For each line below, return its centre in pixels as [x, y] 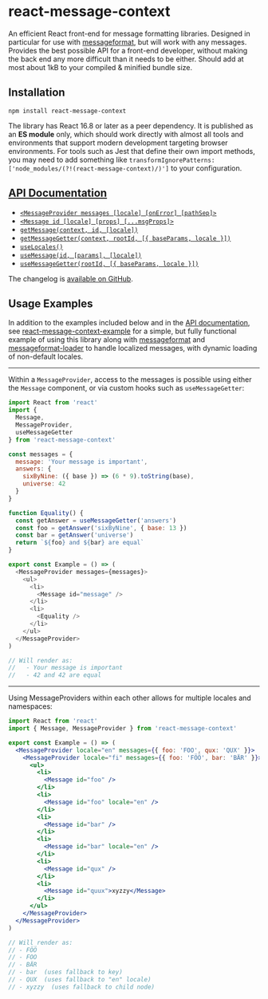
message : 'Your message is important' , [82, 462]
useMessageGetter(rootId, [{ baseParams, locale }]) [109, 264]
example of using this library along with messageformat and [107, 340]
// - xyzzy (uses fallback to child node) [82, 987]
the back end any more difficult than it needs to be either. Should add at [126, 59]
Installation [37, 93]
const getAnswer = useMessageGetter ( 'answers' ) [96, 521]
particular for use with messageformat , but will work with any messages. [128, 41]
